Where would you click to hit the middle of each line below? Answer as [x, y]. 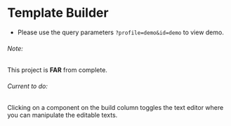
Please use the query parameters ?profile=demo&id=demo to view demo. [121, 32]
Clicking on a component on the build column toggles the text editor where [115, 108]
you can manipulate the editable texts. [62, 115]
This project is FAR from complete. [57, 70]
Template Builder [58, 13]
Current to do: [27, 86]
